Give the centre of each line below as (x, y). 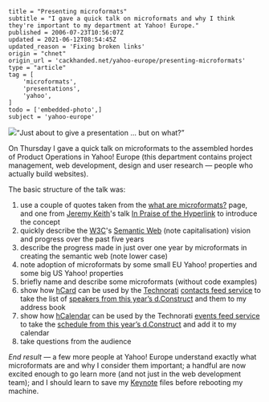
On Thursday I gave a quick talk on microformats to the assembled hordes (131, 148)
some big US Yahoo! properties (71, 273)
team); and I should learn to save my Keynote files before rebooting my (126, 382)
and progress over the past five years (82, 239)
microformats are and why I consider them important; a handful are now (127, 365)
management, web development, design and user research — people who (131, 165)
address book (43, 307)
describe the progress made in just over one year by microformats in (133, 248)
